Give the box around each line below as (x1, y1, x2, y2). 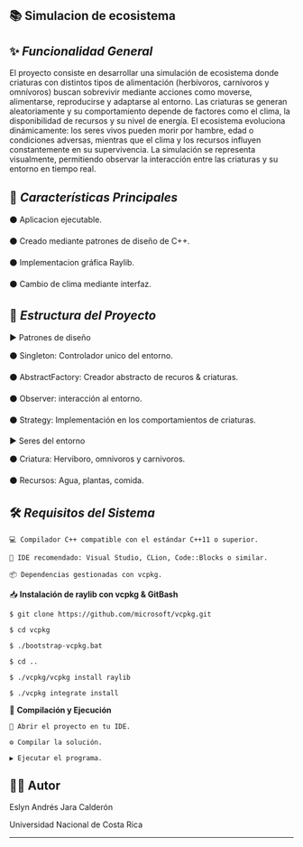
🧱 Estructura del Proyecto (9, 308, 156, 323)
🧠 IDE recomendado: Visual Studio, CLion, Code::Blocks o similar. (9, 553, 269, 563)
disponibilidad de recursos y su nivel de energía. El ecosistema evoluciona (9, 116, 286, 126)
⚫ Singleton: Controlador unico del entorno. (9, 349, 173, 360)
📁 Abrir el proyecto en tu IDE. (9, 721, 131, 731)
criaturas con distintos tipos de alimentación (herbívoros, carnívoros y (9, 77, 270, 88)
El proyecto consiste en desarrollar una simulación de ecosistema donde (9, 68, 280, 79)
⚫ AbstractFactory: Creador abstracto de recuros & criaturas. (9, 371, 239, 382)
